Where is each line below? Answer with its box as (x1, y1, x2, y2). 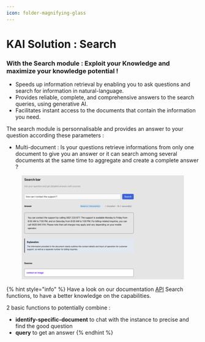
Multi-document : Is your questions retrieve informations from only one (15, 144, 195, 151)
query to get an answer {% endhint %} (15, 328, 114, 336)
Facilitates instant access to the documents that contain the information (15, 107, 196, 114)
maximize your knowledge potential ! (6, 66, 119, 75)
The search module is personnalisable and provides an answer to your (6, 125, 184, 133)
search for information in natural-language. (15, 87, 124, 95)
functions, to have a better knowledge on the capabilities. (6, 292, 151, 299)
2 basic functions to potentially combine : (6, 304, 111, 311)
